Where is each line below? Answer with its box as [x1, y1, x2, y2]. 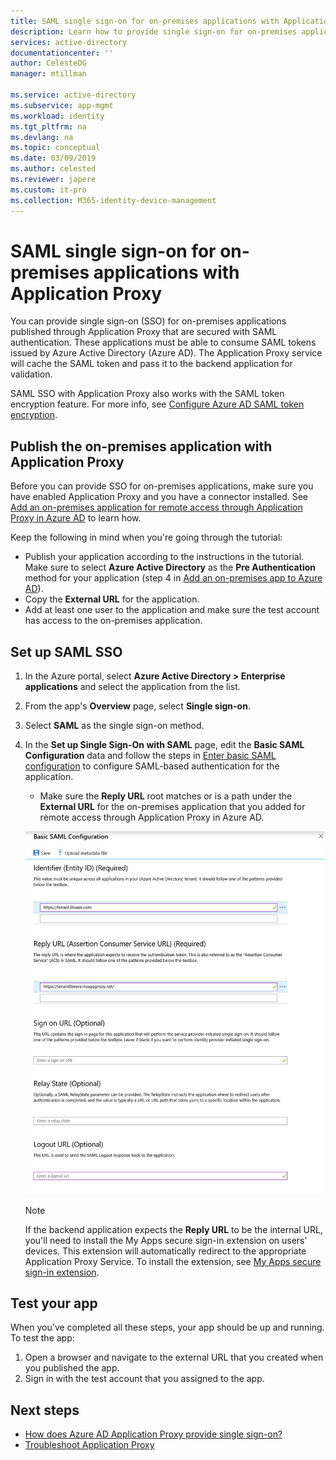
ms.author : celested [10, 164, 97, 174]
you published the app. [24, 1362, 120, 1374]
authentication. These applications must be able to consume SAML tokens [10, 336, 317, 349]
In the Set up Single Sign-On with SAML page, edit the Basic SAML [24, 739, 305, 751]
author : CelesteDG [10, 58, 87, 69]
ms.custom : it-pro [10, 185, 87, 195]
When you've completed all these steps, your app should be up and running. [10, 1321, 325, 1334]
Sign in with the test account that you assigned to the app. [24, 1373, 265, 1385]
